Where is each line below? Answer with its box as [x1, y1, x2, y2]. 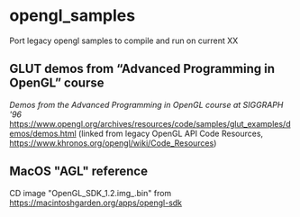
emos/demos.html [9, 128, 77, 139]
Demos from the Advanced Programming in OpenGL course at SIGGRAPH [9, 99, 284, 110]
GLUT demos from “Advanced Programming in [9, 61, 275, 77]
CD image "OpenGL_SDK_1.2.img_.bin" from [9, 187, 172, 198]
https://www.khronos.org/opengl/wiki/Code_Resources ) [9, 137, 217, 149]
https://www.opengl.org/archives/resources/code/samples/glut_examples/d [9, 118, 291, 129]
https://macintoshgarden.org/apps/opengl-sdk [9, 197, 183, 208]
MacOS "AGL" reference [9, 164, 149, 179]
